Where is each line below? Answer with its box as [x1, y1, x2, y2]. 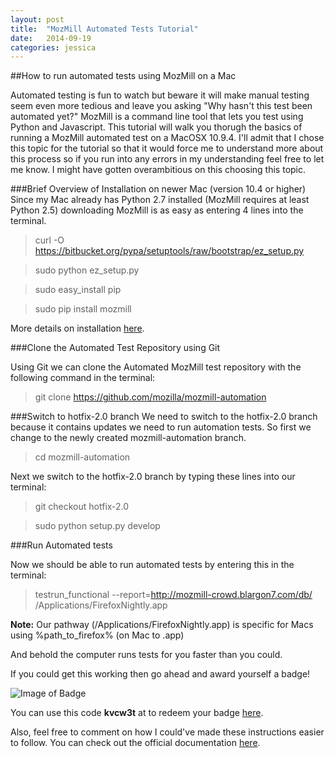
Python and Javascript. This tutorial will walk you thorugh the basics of [10, 121, 303, 133]
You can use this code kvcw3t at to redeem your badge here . [10, 707, 264, 719]
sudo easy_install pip [34, 284, 122, 296]
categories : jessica [10, 42, 97, 53]
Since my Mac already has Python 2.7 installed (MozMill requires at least [10, 194, 310, 206]
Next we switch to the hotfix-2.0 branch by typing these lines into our [10, 471, 296, 483]
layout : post [10, 14, 65, 25]
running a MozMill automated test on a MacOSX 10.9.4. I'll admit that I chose [10, 132, 325, 144]
